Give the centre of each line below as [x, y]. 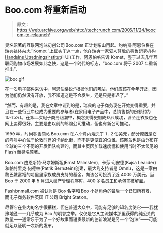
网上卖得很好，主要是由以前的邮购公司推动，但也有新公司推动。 [69, 123]
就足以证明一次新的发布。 [31, 225]
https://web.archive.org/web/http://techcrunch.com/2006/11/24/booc [86, 30]
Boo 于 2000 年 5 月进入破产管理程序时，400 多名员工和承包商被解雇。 [76, 181]
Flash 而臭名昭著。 [24, 152]
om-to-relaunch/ [33, 35]
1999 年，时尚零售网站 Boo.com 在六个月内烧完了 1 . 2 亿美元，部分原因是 [79, 133]
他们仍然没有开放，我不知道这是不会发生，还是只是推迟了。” [69, 95]
